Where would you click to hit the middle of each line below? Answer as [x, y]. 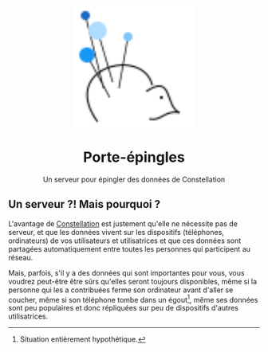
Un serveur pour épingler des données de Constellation [134, 179]
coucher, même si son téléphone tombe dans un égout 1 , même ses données [133, 299]
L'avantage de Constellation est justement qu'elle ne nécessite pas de [123, 223]
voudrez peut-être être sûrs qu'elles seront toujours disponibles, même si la [133, 281]
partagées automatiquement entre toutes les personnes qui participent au [130, 248]
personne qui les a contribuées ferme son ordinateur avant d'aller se [121, 290]
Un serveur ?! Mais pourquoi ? [85, 204]
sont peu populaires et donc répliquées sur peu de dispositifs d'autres [124, 308]
